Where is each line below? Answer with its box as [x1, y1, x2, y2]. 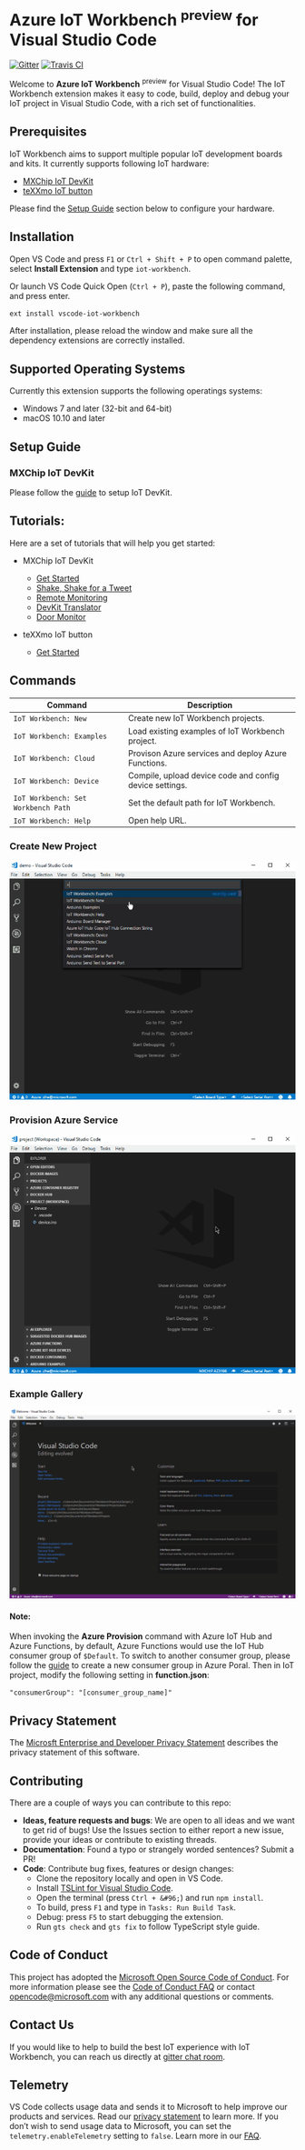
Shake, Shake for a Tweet [35, 582, 133, 593]
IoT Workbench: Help [13, 816, 92, 825]
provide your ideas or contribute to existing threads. [22, 1835, 218, 1845]
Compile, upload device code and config [128, 770, 280, 781]
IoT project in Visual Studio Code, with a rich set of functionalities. [9, 97, 256, 108]
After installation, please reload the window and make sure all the [9, 325, 253, 336]
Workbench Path [13, 804, 71, 813]
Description [187, 700, 233, 711]
